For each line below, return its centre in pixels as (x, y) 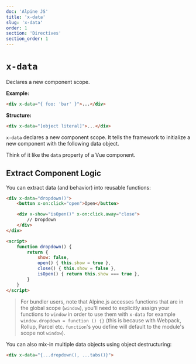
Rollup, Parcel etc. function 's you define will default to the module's (102, 326)
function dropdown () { (44, 247)
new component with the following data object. (63, 143)
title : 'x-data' (26, 17)
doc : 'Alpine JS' (27, 11)
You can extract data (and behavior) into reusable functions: (78, 187)
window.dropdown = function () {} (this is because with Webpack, (101, 320)
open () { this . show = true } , (74, 263)
